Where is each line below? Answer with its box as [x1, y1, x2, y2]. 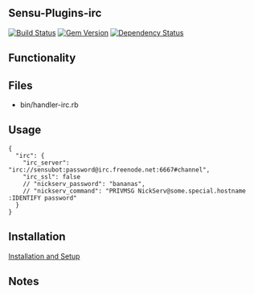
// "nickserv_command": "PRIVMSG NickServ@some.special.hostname [23, 187, 247, 195]
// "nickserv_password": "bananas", [23, 180, 146, 188]
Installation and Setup [8, 251, 80, 261]
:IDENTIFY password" [8, 193, 78, 202]
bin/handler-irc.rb [19, 100, 79, 110]
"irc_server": [23, 159, 70, 167]
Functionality [8, 52, 76, 65]
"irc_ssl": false [23, 172, 81, 180]
